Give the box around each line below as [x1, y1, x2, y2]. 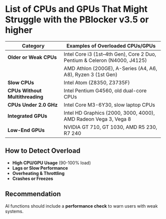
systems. [5, 208, 24, 214]
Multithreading [7, 93, 43, 100]
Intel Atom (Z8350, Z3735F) [63, 79, 130, 86]
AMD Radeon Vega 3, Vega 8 [63, 115, 131, 122]
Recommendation [5, 190, 61, 198]
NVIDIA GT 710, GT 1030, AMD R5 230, [63, 124, 158, 131]
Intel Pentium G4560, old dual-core [63, 87, 147, 94]
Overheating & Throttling [12, 170, 65, 176]
